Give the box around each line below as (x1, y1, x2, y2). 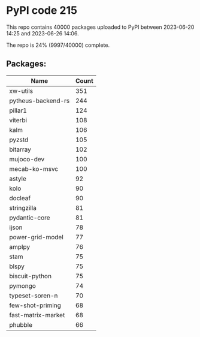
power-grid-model (9, 233, 64, 241)
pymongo (9, 281, 36, 290)
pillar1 (9, 106, 27, 115)
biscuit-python (9, 272, 52, 280)
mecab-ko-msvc (9, 164, 59, 173)
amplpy (9, 242, 31, 251)
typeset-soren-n (9, 291, 58, 300)
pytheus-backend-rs (9, 97, 70, 105)
